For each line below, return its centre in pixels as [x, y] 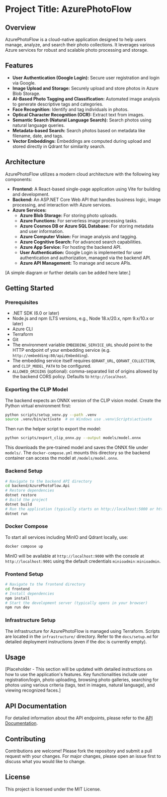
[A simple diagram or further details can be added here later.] [68, 273]
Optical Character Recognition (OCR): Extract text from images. [78, 114]
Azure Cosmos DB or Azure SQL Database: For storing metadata [87, 226]
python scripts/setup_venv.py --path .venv [51, 415]
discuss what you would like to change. [45, 761]
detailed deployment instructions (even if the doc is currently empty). [76, 642]
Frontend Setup [24, 574]
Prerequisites [22, 302]
